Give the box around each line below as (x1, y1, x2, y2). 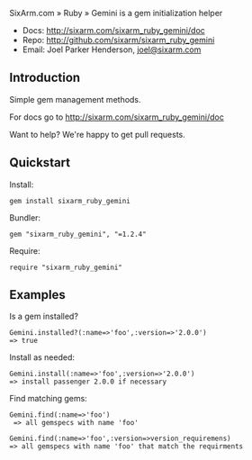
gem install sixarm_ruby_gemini (9, 196, 130, 205)
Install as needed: (9, 352, 75, 363)
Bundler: (9, 212, 41, 223)
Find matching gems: (9, 393, 87, 404)
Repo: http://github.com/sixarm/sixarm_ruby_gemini (22, 35, 215, 45)
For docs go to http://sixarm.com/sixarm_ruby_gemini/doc (9, 112, 225, 122)
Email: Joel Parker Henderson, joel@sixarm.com (22, 44, 202, 55)
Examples (9, 287, 66, 302)
